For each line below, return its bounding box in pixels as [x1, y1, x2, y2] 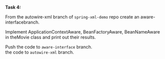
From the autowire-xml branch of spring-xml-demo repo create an [5, 14, 139, 19]
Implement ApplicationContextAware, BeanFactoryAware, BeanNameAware [5, 29, 160, 34]
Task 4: [5, 4, 21, 10]
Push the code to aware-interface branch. [5, 44, 93, 49]
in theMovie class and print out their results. [5, 34, 96, 40]
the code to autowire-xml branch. [5, 49, 74, 55]
